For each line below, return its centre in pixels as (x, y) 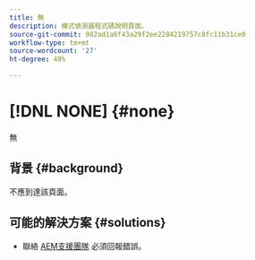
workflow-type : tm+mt (50, 43)
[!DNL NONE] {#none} (92, 112)
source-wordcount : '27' (54, 51)
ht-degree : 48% (38, 59)
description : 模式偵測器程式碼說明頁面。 (79, 26)
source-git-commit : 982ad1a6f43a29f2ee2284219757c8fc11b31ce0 (127, 34)
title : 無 (27, 17)
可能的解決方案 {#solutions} (88, 223)
